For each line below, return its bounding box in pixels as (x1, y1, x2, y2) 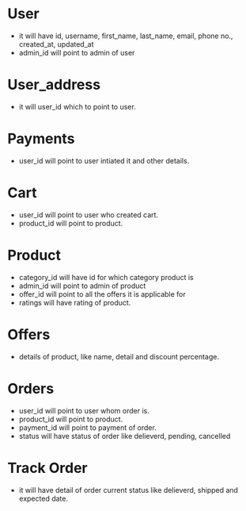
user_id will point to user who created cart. (18, 209, 159, 219)
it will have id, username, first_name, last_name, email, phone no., (18, 31, 233, 40)
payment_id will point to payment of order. (18, 422, 157, 432)
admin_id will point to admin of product (18, 281, 146, 290)
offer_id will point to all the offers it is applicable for (18, 289, 187, 298)
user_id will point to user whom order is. (18, 405, 149, 415)
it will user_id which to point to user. (18, 102, 136, 111)
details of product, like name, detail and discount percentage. (18, 352, 219, 361)
